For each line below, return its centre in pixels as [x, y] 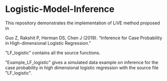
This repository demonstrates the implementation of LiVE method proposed [83, 23]
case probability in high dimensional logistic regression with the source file [82, 68]
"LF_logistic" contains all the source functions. [53, 53]
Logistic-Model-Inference [60, 9]
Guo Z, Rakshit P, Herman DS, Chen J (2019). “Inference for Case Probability [84, 38]
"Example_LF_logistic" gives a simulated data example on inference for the [82, 62]
